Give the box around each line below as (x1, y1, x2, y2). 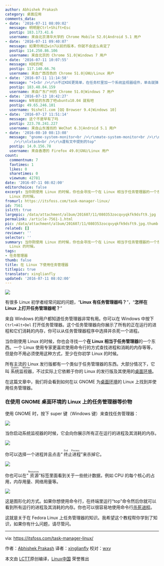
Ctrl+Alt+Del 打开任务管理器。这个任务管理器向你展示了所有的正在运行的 (5, 322, 152, 328)
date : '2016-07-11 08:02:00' (5, 180, 64, 185)
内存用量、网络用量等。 (13, 478, 61, 484)
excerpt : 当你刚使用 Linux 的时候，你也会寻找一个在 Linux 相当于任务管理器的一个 (5, 189, 157, 194)
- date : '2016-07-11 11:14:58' (5, 75, 69, 80)
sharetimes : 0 (9, 171, 38, 176)
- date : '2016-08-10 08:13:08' (5, 130, 69, 135)
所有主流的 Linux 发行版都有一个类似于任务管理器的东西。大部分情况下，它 (5, 361, 155, 367)
